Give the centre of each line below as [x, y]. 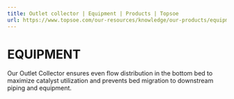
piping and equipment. [39, 88]
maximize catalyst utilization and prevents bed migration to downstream [110, 81]
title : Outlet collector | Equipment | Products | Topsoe [93, 13]
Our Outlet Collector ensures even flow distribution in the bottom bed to [110, 73]
